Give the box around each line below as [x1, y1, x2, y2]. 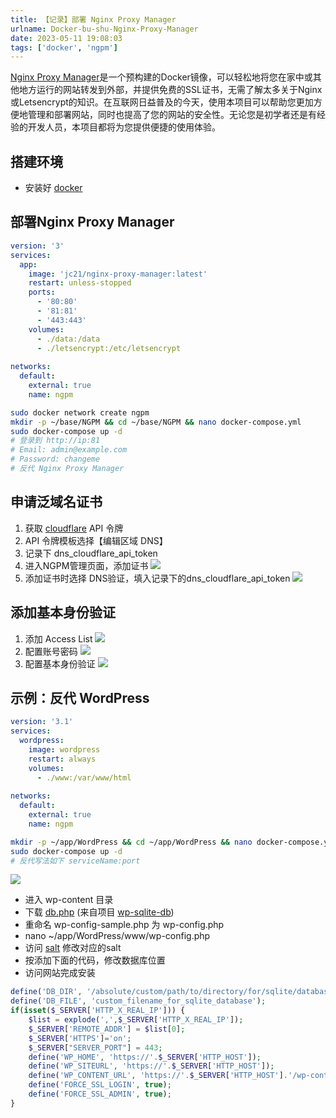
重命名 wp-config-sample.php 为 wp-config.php [24, 919, 225, 931]
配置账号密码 [24, 645, 78, 657]
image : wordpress [28, 744, 101, 755]
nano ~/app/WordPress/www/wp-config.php [24, 930, 211, 942]
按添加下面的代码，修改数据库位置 [24, 954, 166, 966]
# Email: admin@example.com [10, 445, 128, 455]
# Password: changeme [10, 454, 101, 465]
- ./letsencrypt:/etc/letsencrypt [36, 343, 182, 353]
